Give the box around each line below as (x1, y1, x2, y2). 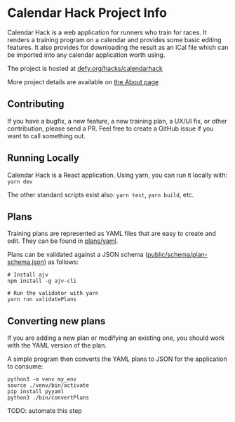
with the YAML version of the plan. (7, 341, 107, 350)
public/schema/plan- (147, 251, 208, 259)
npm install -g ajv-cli (7, 277, 77, 285)
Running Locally (7, 152, 79, 164)
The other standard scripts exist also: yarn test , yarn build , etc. (7, 190, 194, 199)
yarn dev (7, 178, 33, 185)
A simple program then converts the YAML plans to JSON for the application (7, 355, 228, 363)
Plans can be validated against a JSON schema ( (7, 251, 148, 259)
